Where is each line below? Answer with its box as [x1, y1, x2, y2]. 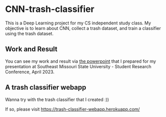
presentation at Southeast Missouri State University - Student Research [5, 63, 152, 69]
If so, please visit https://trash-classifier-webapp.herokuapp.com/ [5, 106, 140, 112]
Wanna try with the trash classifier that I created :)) [5, 96, 109, 103]
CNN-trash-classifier [5, 3, 94, 15]
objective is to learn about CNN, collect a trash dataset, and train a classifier [5, 25, 162, 31]
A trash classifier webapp [5, 83, 86, 92]
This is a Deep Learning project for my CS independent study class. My [5, 20, 152, 26]
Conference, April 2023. [5, 69, 55, 75]
